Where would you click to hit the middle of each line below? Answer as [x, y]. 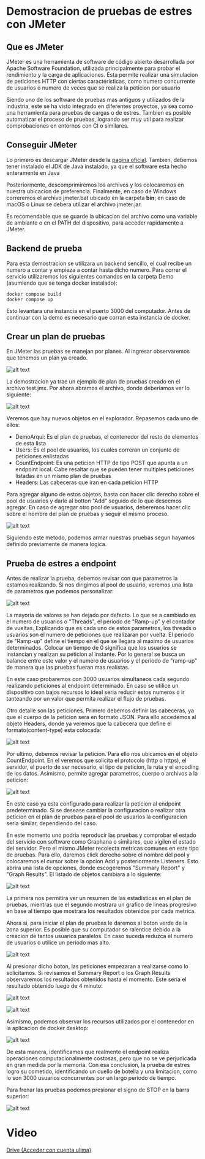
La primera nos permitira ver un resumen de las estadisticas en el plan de [99, 898]
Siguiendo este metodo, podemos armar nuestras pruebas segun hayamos [101, 537]
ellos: [13, 425]
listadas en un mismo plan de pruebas [63, 476]
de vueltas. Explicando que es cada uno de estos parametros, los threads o [102, 628]
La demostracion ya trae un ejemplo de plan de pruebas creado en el [93, 382]
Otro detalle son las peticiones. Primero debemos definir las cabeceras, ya [100, 710]
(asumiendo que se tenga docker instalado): [62, 283]
